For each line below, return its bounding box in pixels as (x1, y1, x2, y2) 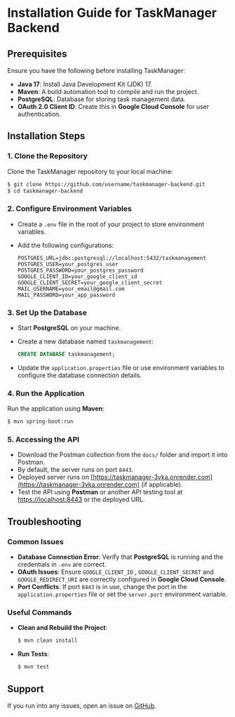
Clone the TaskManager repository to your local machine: (7, 167, 173, 176)
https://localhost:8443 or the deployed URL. (17, 495, 145, 504)
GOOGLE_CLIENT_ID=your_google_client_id (17, 272, 137, 280)
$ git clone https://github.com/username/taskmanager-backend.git (7, 180, 206, 188)
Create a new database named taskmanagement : (17, 337, 154, 346)
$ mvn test (17, 664, 50, 671)
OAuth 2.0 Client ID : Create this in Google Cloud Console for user (17, 103, 210, 110)
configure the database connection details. (17, 371, 142, 379)
